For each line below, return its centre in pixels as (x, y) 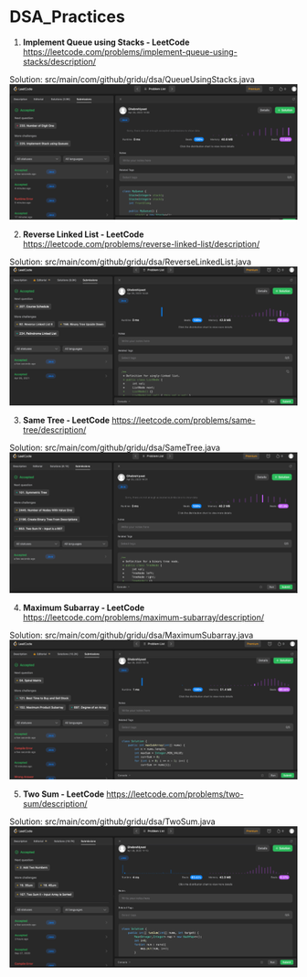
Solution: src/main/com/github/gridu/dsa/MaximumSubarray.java (132, 635)
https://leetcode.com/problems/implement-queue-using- (130, 51)
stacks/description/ (59, 61)
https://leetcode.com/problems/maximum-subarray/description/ (143, 617)
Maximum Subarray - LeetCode (84, 608)
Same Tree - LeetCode (66, 420)
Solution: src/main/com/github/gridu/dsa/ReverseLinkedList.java (131, 262)
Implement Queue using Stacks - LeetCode (106, 42)
